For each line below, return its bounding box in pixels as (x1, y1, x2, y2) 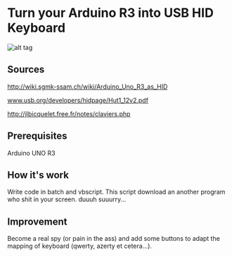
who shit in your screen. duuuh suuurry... (7, 195, 127, 203)
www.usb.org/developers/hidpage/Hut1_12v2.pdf (7, 96, 149, 104)
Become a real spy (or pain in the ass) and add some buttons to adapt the (7, 234, 220, 243)
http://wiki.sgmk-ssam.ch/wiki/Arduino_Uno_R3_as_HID (7, 82, 168, 91)
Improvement (7, 215, 67, 227)
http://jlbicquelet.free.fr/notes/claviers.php (7, 109, 131, 118)
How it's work (7, 169, 69, 181)
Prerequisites (7, 130, 67, 142)
